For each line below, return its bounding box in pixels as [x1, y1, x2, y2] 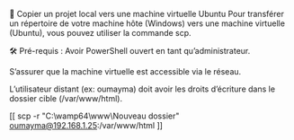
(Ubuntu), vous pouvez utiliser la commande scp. [9, 28, 192, 38]
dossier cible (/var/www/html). [9, 93, 123, 103]
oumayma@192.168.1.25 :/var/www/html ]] [9, 120, 164, 130]
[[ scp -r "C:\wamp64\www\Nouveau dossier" [9, 110, 180, 121]
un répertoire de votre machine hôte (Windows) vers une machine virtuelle [9, 18, 286, 29]
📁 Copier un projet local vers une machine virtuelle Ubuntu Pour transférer [9, 9, 285, 19]
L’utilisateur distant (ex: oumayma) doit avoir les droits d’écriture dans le [9, 83, 276, 94]
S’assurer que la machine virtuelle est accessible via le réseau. [9, 66, 242, 76]
